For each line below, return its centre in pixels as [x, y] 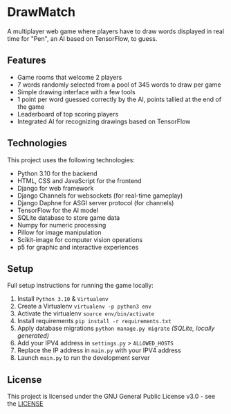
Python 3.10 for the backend [57, 173]
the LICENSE [25, 404]
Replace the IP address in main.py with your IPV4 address [99, 350]
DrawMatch [41, 12]
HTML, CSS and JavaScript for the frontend [79, 180]
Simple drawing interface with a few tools [76, 92]
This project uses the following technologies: [71, 159]
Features [27, 61]
